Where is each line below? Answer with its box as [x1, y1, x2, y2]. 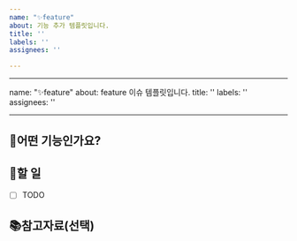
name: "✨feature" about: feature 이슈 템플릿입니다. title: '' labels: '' [9, 87, 247, 98]
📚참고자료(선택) [9, 218, 95, 233]
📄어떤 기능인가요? [9, 133, 102, 148]
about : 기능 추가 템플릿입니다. [9, 21, 110, 30]
